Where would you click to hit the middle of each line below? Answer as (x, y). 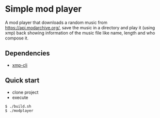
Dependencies (27, 53)
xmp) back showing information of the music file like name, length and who (80, 33)
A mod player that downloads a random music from (56, 22)
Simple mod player (43, 9)
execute (20, 97)
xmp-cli (20, 65)
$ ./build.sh (18, 106)
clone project (25, 92)
